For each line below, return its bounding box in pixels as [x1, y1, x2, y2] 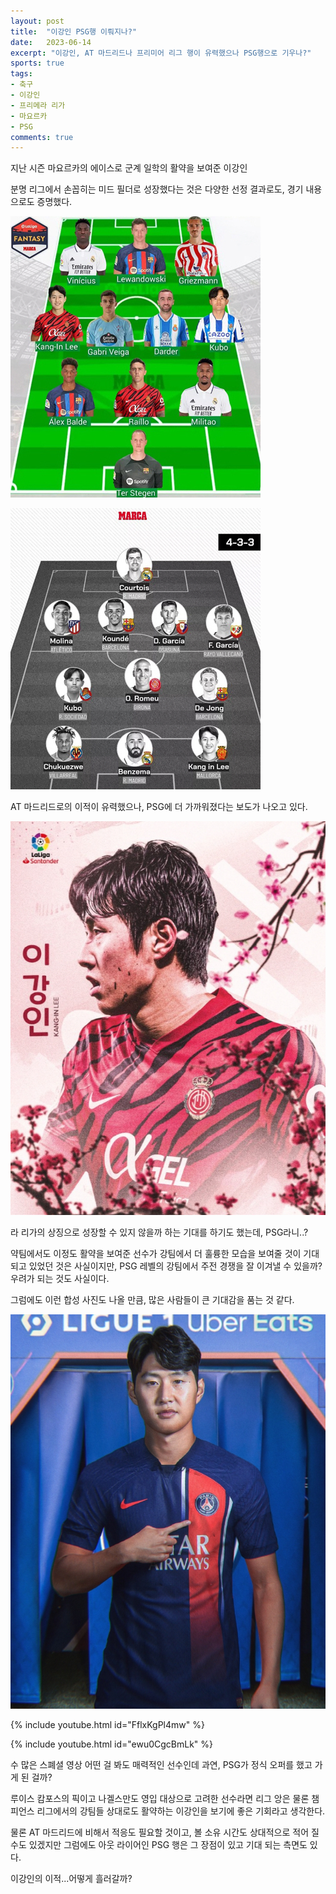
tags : [10, 69, 33, 79]
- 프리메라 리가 [10, 100, 66, 110]
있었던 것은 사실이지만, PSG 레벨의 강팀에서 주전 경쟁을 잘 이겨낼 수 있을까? [28, 1260, 323, 1272]
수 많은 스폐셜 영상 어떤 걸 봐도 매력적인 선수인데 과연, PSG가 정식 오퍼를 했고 [10, 1758, 313, 1770]
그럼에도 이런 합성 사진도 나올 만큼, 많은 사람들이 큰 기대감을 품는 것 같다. [10, 1294, 295, 1306]
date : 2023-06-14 [10, 37, 92, 47]
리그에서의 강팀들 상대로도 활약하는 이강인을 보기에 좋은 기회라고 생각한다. [36, 1805, 326, 1817]
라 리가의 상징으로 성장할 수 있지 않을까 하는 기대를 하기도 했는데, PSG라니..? [10, 1226, 309, 1239]
